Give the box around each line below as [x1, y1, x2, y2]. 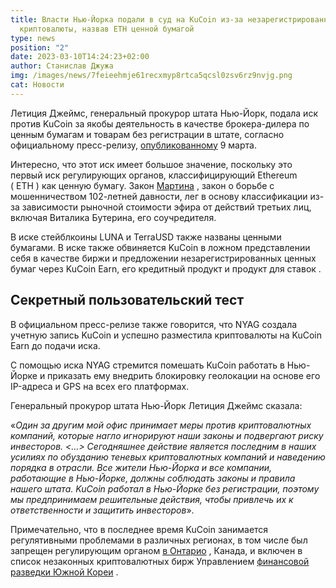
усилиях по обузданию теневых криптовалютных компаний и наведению [10, 451, 326, 463]
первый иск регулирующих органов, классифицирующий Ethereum [10, 169, 298, 181]
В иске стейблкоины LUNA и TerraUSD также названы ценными [10, 231, 282, 243]
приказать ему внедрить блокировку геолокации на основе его [47, 369, 321, 381]
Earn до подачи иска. [10, 339, 101, 351]
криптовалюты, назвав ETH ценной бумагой [19, 24, 195, 34]
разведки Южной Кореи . [10, 566, 119, 578]
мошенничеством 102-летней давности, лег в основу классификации [10, 190, 308, 202]
